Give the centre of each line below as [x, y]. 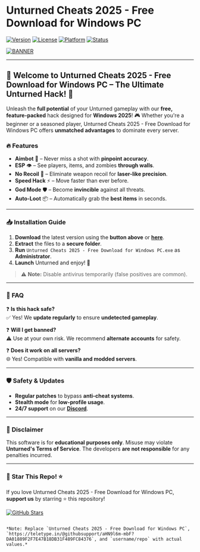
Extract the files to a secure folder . [58, 244]
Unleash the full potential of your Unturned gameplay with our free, [89, 109]
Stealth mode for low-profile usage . [60, 402]
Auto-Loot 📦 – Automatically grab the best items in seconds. [91, 199]
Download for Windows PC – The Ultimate [85, 85]
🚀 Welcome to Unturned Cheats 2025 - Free [89, 75]
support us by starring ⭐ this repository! [56, 498]
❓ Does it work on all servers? [43, 350]
